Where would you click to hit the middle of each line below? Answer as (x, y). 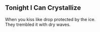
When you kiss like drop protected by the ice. (50, 19)
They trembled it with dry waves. (38, 24)
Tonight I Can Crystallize (43, 8)
